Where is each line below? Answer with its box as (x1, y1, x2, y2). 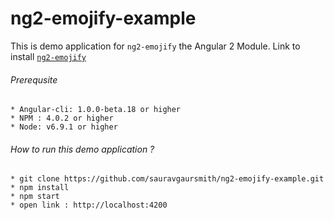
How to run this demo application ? (10, 143, 155, 155)
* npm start (10, 192, 60, 202)
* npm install (10, 183, 70, 193)
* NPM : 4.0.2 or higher (10, 113, 114, 124)
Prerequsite (10, 73, 58, 86)
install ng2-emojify (10, 50, 87, 62)
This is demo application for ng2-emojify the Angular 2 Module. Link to (10, 40, 301, 52)
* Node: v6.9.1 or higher (10, 122, 118, 132)
